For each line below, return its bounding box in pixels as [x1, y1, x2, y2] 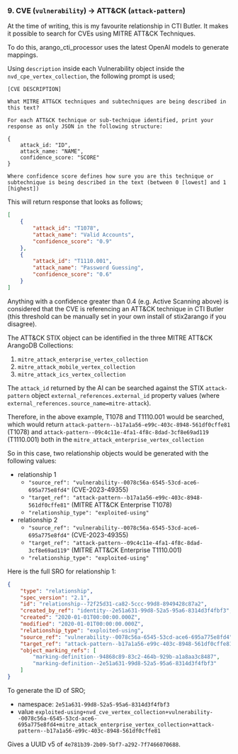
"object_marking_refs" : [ [20, 647, 97, 654]
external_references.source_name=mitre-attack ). [7, 399, 152, 407]
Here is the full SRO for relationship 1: [7, 567, 116, 576]
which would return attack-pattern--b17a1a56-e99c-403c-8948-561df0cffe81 [7, 420, 231, 429]
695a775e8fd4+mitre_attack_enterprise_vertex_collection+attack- [17, 721, 215, 728]
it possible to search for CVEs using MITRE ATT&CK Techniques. [7, 29, 196, 38]
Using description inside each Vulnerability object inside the [7, 65, 185, 73]
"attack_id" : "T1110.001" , [33, 258, 113, 265]
